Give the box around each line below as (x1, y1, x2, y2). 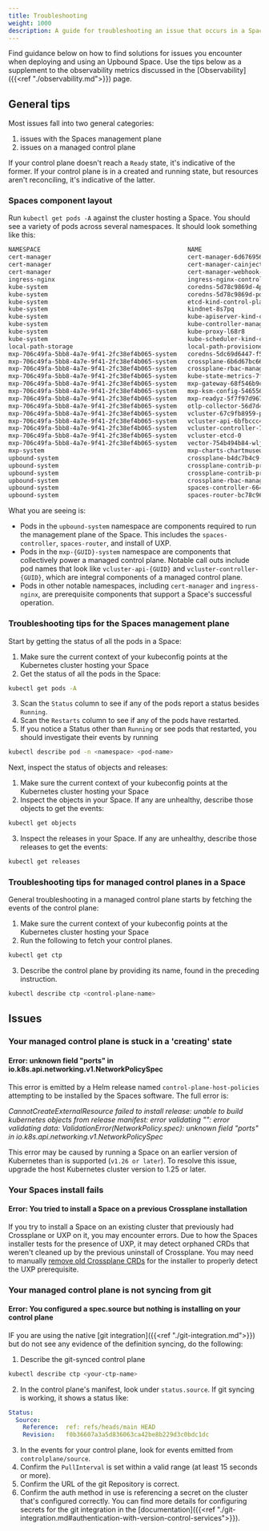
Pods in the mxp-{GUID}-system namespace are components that (19, 547, 231, 557)
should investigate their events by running (19, 733, 159, 742)
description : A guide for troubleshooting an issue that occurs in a (8, 26, 246, 34)
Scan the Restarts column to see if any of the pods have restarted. (19, 716, 241, 725)
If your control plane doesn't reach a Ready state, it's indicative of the (8, 158, 235, 168)
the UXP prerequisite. (8, 1264, 79, 1274)
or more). (19, 1471, 51, 1481)
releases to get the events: (19, 842, 108, 852)
